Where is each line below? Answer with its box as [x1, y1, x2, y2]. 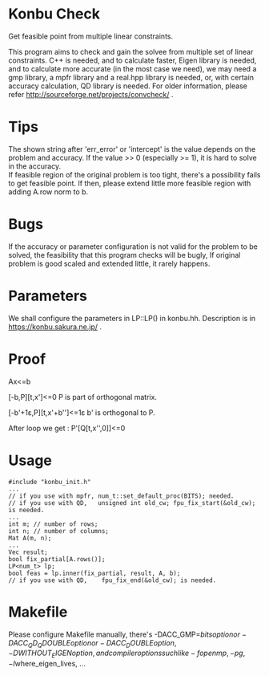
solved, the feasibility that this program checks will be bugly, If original [8, 250, 241, 259]
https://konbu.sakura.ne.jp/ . [8, 322, 102, 332]
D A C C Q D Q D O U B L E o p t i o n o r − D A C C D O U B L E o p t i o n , [8, 637, 177, 650]
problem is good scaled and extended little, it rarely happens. [8, 259, 211, 268]
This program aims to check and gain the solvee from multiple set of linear [8, 47, 254, 56]
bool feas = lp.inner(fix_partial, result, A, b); [8, 569, 181, 577]
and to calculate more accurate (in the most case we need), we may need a [8, 63, 257, 73]
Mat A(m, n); [8, 534, 52, 542]
